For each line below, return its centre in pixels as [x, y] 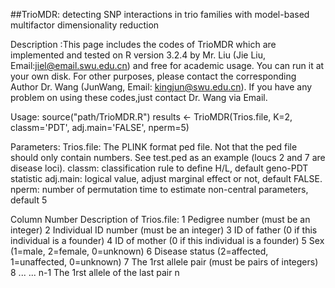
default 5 [29, 200]
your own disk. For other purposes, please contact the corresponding [153, 76]
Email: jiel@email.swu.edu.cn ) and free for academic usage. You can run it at [167, 65]
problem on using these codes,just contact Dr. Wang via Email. [139, 97]
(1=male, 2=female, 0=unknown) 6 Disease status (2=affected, [139, 251]
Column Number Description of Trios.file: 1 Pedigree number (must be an [160, 219]
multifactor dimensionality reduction [85, 25]
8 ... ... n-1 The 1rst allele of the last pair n [95, 272]
